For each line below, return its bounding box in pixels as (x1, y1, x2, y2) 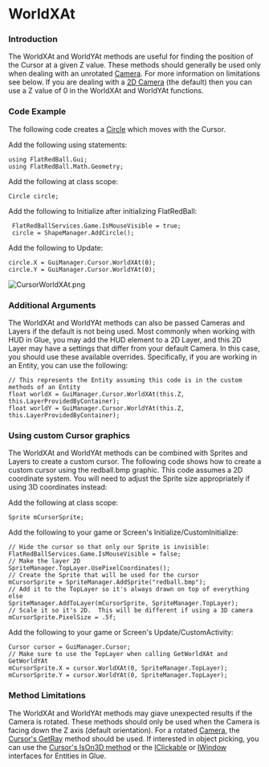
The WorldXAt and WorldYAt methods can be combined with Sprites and (8, 448, 248, 458)
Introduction (8, 34, 58, 45)
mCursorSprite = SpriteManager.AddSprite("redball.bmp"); (8, 578, 206, 587)
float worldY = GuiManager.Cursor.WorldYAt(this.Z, (8, 404, 185, 412)
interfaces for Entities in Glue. (8, 751, 107, 761)
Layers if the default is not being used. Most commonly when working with (8, 326, 255, 336)
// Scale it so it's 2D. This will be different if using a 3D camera (8, 606, 253, 615)
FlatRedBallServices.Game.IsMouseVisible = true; (11, 222, 181, 230)
